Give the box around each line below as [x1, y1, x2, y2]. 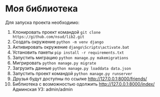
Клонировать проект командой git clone [12, 29, 101, 35]
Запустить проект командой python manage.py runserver [12, 70, 132, 76]
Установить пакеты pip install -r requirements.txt [12, 49, 124, 55]
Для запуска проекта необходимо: [5, 19, 80, 25]
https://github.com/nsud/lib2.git [12, 34, 84, 39]
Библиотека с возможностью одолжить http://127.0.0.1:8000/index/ [12, 81, 155, 87]
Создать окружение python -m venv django [12, 38, 104, 45]
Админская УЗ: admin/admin [12, 86, 73, 92]
